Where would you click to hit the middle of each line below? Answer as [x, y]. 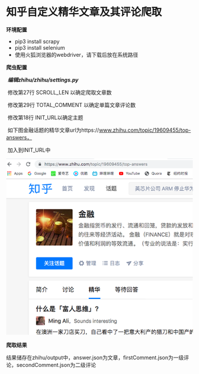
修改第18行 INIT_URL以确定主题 [45, 117]
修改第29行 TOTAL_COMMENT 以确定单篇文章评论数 [72, 105]
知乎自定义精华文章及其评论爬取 [84, 12]
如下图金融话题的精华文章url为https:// [53, 130]
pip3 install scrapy [37, 41]
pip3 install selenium [40, 47]
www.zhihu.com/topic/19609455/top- [145, 130]
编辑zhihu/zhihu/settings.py [43, 80]
